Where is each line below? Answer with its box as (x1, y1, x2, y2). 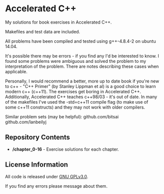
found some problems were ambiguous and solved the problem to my (5, 58, 146, 64)
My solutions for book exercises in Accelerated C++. (5, 19, 112, 25)
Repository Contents (5, 133, 70, 141)
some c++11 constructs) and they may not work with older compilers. (5, 104, 145, 110)
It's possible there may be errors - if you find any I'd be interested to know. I (5, 53, 159, 59)
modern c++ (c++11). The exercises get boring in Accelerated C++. (5, 88, 141, 94)
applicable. (5, 68, 28, 74)
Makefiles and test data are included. (5, 28, 80, 34)
